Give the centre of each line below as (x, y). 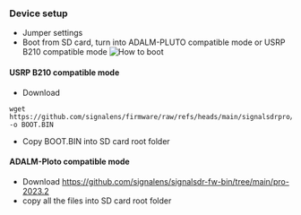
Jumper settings (52, 33)
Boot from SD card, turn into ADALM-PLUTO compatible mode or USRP (154, 42)
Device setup (39, 13)
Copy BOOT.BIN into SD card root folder (96, 141)
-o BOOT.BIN (31, 125)
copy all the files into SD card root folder (97, 201)
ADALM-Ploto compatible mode (69, 162)
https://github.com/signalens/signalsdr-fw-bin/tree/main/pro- (176, 181)
